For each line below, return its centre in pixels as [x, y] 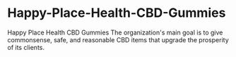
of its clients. [26, 47]
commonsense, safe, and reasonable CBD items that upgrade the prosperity [118, 39]
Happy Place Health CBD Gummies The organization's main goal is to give [115, 32]
